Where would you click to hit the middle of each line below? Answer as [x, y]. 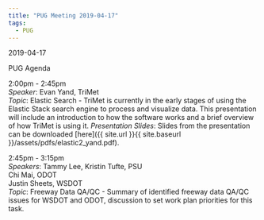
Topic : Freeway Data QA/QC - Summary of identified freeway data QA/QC [129, 192]
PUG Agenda [29, 68]
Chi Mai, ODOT [33, 175]
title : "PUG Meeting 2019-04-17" [63, 15]
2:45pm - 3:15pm [36, 158]
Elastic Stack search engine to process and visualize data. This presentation [132, 109]
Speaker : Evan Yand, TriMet [54, 92]
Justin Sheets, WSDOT [46, 183]
